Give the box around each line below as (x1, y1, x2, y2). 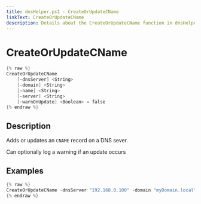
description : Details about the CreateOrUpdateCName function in (6, 20, 172, 26)
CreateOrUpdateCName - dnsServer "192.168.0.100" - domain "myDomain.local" (6, 187, 197, 193)
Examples (6, 166, 44, 176)
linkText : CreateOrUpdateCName (6, 14, 84, 20)
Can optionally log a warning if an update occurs (6, 148, 126, 156)
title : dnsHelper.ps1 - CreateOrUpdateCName (6, 8, 119, 15)
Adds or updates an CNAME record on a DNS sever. (6, 137, 129, 144)
